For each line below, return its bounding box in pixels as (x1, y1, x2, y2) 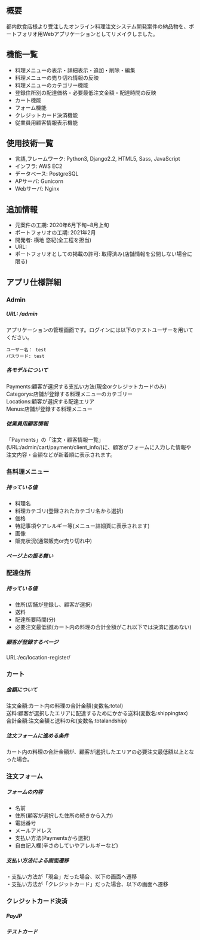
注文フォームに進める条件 (6, 732, 69, 739)
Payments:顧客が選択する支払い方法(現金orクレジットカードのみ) (6, 382, 167, 390)
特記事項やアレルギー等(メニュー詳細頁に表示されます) (14, 522, 150, 529)
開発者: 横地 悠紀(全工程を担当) (14, 236, 91, 244)
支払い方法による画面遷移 (6, 857, 69, 864)
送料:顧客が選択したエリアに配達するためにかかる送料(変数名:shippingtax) (6, 710, 188, 717)
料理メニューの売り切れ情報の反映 (14, 74, 99, 81)
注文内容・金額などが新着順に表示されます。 (6, 451, 116, 459)
